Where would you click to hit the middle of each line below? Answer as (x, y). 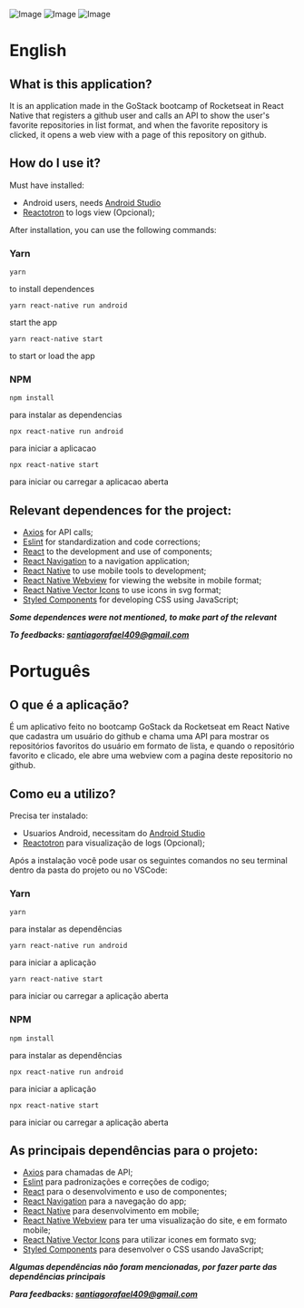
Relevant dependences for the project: (121, 510)
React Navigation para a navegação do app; (104, 1201)
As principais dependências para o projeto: (134, 1151)
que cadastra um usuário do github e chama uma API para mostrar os (139, 737)
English (38, 51)
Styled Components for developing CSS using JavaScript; (130, 600)
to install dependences (52, 289)
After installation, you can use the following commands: (113, 229)
